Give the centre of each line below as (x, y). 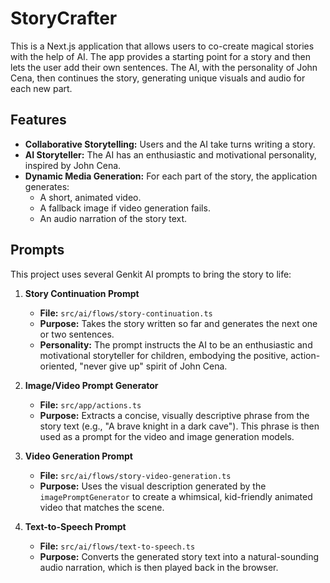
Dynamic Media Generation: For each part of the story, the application (171, 176)
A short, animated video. (90, 197)
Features (38, 120)
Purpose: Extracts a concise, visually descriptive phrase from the (174, 415)
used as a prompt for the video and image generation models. (167, 436)
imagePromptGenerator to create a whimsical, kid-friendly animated (176, 496)
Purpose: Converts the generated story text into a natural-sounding (179, 556)
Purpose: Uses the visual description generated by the (153, 486)
